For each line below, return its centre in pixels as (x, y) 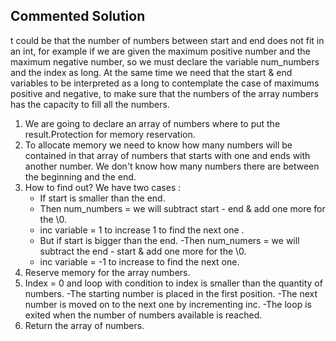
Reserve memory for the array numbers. (107, 272)
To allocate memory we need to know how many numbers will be (158, 145)
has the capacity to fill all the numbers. (90, 104)
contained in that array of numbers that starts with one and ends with (167, 155)
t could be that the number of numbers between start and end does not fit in (167, 40)
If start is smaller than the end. (102, 198)
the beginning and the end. (80, 176)
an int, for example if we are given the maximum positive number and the (160, 51)
